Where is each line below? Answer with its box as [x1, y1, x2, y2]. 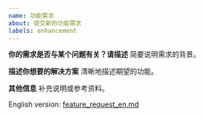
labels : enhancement [8, 26, 78, 34]
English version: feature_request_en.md [8, 99, 139, 109]
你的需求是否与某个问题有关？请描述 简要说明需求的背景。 [8, 50, 201, 59]
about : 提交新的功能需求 [8, 19, 82, 27]
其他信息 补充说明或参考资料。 [8, 83, 109, 93]
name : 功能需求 [8, 11, 55, 20]
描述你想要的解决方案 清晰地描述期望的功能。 [8, 67, 158, 76]
